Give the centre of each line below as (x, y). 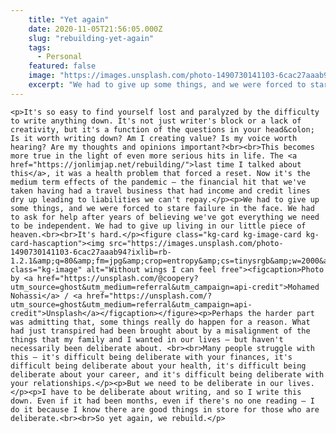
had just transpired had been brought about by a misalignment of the (160, 331)
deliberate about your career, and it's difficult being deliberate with (167, 374)
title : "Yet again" (69, 19)
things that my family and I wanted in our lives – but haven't (147, 339)
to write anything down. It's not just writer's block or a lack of (156, 121)
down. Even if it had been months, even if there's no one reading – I (162, 401)
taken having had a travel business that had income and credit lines (160, 191)
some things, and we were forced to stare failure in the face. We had (162, 208)
